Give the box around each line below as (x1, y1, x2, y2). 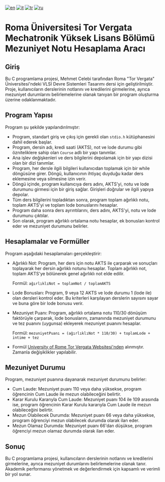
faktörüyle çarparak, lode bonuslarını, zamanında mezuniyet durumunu (12, 315, 156, 321)
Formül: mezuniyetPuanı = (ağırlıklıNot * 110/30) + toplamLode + (12, 330, 151, 336)
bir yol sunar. (5, 471, 32, 477)
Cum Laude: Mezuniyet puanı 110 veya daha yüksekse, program (12, 386, 142, 392)
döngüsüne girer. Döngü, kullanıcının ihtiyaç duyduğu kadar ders (12, 171, 144, 176)
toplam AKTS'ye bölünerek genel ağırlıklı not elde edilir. (12, 270, 125, 276)
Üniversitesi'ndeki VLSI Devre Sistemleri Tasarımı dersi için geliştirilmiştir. (5, 81, 154, 87)
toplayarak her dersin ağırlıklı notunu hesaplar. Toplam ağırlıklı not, (12, 265, 147, 271)
